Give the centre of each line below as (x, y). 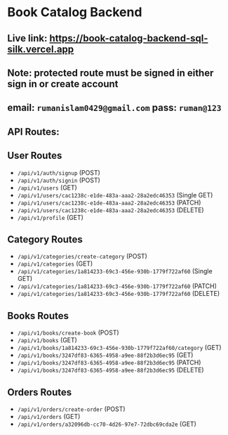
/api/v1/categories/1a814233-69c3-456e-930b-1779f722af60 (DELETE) (118, 294)
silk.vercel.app (41, 49)
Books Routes (38, 316)
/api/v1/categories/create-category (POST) (82, 257)
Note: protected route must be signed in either (110, 73)
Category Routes (45, 239)
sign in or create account (63, 84)
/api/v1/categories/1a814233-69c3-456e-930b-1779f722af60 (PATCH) (117, 286)
